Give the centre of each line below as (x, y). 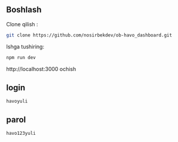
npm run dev (21, 57)
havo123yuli (21, 134)
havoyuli (17, 101)
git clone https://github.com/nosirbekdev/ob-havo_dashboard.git (89, 35)
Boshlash (24, 10)
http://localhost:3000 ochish (41, 69)
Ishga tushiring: (25, 47)
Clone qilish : (22, 24)
